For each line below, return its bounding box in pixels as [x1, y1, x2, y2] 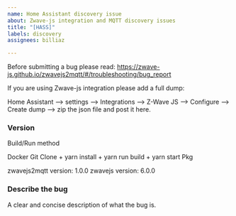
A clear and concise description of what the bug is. [7, 200, 157, 209]
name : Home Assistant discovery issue [7, 10, 122, 18]
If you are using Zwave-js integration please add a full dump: [7, 84, 185, 92]
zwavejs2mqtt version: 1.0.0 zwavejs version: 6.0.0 [7, 166, 156, 175]
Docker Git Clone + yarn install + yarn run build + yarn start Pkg [7, 153, 193, 161]
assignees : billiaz [7, 37, 65, 44]
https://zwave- [116, 63, 160, 71]
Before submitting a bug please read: [7, 63, 116, 71]
